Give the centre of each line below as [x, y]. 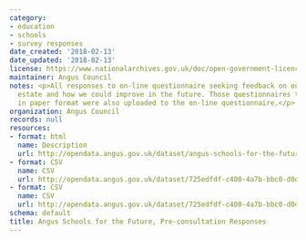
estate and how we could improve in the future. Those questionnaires [154, 94]
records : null [36, 120]
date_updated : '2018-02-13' [63, 60]
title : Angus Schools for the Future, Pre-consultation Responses [138, 221]
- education [32, 26]
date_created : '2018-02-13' [63, 52]
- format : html [38, 137]
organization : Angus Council [65, 111]
